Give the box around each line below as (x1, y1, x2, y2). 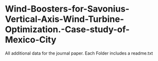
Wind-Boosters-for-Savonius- (5, 3, 130, 15)
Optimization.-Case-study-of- (5, 24, 130, 35)
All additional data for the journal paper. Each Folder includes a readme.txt (5, 50, 153, 56)
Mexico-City (5, 34, 57, 46)
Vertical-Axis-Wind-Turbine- (5, 14, 125, 25)
